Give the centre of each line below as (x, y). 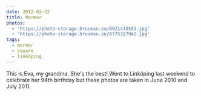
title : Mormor (24, 17)
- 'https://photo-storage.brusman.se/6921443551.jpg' (81, 28)
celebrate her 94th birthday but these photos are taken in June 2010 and (97, 80)
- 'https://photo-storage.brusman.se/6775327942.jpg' (81, 34)
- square (23, 51)
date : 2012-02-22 (28, 12)
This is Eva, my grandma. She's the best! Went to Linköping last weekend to (101, 73)
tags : (13, 40)
